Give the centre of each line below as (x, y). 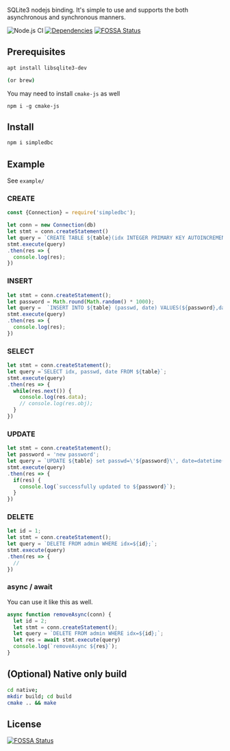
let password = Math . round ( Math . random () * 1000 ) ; (81, 301)
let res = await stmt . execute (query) (67, 640)
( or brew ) (21, 80)
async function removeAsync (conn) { (59, 614)
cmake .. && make (32, 703)
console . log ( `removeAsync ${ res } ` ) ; (65, 647)
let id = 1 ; (24, 531)
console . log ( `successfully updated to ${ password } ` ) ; (98, 487)
